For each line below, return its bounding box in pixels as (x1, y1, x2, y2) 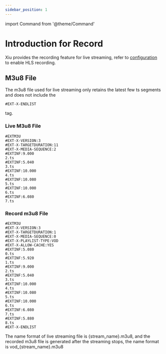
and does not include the (5, 92, 56, 98)
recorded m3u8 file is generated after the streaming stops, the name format (5, 338, 159, 344)
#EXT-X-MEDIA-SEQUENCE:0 (5, 234, 56, 239)
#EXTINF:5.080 (5, 247, 35, 252)
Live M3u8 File (5, 123, 41, 130)
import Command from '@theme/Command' (5, 21, 95, 27)
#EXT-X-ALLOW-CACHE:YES (5, 243, 54, 248)
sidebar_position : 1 (5, 7, 48, 12)
